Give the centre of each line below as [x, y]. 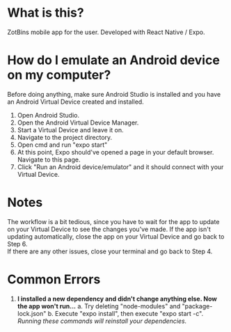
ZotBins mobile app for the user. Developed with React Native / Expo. [106, 32]
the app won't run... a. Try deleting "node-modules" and [99, 306]
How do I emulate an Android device [114, 60]
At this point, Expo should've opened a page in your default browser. [115, 152]
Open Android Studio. [48, 115]
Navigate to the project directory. [65, 137]
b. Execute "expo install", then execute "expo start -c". [126, 313]
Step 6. [17, 244]
